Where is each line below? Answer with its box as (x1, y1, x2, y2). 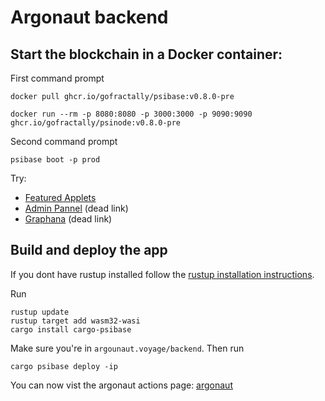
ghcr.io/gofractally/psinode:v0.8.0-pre (10, 118, 182, 128)
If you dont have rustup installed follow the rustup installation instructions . (10, 268, 315, 280)
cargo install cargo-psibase (10, 324, 132, 335)
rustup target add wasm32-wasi (10, 316, 141, 326)
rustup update (10, 307, 70, 317)
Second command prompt (10, 136, 118, 147)
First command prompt (10, 72, 105, 84)
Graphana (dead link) (24, 213, 113, 225)
